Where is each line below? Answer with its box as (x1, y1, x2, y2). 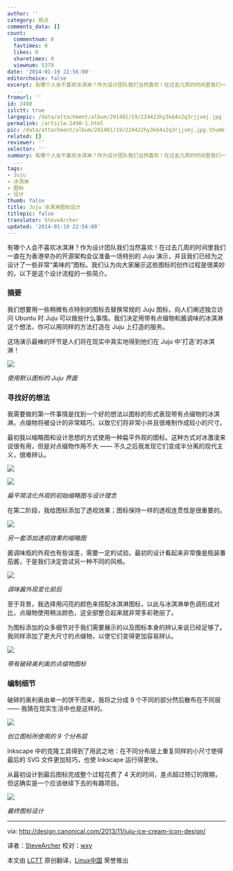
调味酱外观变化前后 (7, 585, 62, 593)
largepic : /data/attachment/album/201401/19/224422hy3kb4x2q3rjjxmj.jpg (7, 113, 222, 120)
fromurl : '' (7, 94, 42, 101)
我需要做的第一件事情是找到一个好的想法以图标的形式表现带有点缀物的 (7, 410, 208, 418)
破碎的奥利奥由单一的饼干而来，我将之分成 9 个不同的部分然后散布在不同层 (7, 695, 221, 704)
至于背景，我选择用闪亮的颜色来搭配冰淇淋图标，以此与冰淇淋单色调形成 (7, 600, 214, 608)
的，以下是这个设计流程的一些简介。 (7, 269, 111, 278)
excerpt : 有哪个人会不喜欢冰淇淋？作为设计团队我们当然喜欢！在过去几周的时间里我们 (7, 81, 221, 88)
